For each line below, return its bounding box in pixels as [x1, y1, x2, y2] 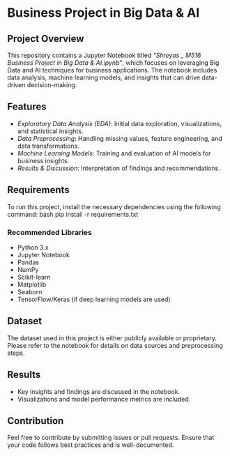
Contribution [7, 415, 64, 427]
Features [7, 101, 47, 113]
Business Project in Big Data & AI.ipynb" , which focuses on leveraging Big [7, 59, 220, 67]
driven [7, 81, 26, 89]
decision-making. [26, 81, 77, 89]
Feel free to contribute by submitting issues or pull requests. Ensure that [7, 434, 215, 442]
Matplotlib [17, 280, 47, 289]
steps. [7, 349, 25, 357]
